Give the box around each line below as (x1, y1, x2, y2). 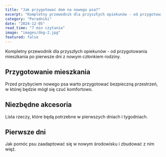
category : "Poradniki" (5, 16, 52, 21)
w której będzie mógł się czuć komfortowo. (5, 86, 93, 92)
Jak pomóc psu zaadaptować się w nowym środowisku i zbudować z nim (5, 141, 155, 147)
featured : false (5, 35, 39, 40)
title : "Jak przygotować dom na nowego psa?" (5, 7, 100, 12)
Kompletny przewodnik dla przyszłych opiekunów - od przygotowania (5, 48, 147, 54)
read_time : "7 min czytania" (5, 26, 65, 31)
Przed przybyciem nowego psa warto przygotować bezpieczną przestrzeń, (5, 81, 158, 87)
